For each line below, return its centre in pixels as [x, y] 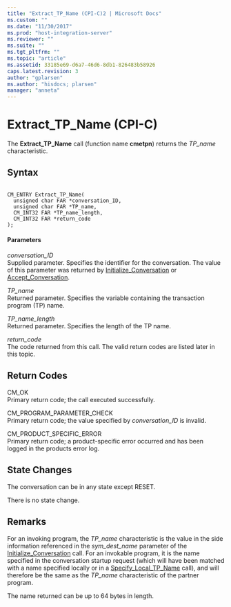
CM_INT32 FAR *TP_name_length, [58, 212]
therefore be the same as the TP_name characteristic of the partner [103, 575]
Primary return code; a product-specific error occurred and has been [106, 441]
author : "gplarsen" [35, 78]
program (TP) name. [36, 306]
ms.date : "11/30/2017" [40, 26]
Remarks [27, 522]
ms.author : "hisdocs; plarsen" [52, 84]
